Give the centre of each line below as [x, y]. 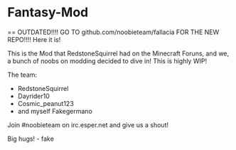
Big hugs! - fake [31, 139]
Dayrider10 [33, 96]
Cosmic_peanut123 [46, 103]
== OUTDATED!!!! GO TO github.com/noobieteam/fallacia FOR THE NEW [113, 32]
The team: [22, 75]
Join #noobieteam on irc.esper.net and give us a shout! [88, 124]
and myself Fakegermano [55, 111]
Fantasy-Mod [48, 12]
